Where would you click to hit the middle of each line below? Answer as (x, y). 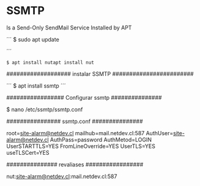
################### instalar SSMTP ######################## (100, 73)
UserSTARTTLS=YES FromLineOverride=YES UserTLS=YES (81, 146)
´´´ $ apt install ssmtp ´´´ (36, 86)
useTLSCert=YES (28, 152)
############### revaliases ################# (75, 164)
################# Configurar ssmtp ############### (84, 97)
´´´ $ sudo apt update (33, 39)
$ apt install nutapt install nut (50, 62)
